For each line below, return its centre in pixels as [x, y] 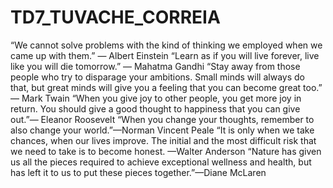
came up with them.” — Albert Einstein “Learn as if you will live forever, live [165, 55]
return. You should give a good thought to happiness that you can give [155, 108]
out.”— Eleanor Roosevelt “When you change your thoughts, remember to [162, 119]
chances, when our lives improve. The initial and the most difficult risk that [163, 140]
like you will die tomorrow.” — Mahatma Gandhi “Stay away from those [155, 66]
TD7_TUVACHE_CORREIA [115, 17]
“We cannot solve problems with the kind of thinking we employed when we [166, 45]
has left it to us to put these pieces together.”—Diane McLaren [138, 172]
